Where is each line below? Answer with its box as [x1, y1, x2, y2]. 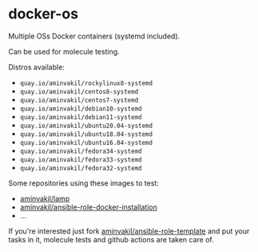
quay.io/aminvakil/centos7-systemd [19, 96, 139, 104]
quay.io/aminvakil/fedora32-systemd [19, 164, 142, 172]
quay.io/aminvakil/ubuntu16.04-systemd [19, 138, 153, 146]
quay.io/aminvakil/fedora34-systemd [19, 147, 142, 155]
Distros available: [8, 62, 65, 72]
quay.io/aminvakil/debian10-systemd [19, 105, 142, 113]
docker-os [8, 5, 78, 23]
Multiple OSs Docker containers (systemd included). [8, 31, 181, 41]
